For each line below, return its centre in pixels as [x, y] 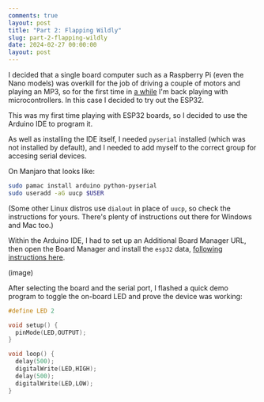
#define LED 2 [32, 311]
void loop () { [32, 354]
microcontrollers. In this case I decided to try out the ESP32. [106, 100]
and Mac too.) [31, 225]
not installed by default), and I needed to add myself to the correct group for [132, 148]
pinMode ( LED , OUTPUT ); [51, 332]
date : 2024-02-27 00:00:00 [53, 45]
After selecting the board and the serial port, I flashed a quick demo [119, 288]
